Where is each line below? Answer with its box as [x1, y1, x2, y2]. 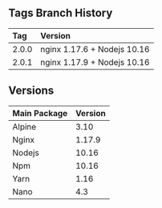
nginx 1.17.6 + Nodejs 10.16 [39, 43, 150, 54]
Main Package [12, 107, 68, 118]
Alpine [12, 121, 37, 132]
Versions [8, 84, 55, 98]
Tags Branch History [8, 6, 113, 20]
